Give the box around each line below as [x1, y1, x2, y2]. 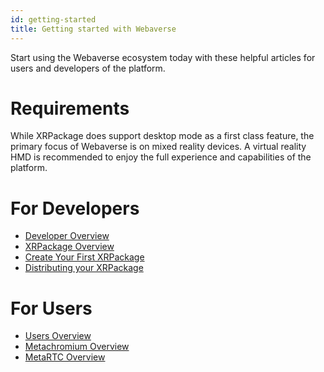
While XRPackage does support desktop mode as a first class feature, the [10, 130, 315, 142]
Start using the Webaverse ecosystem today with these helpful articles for [10, 51, 316, 63]
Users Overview [24, 330, 92, 342]
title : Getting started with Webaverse [10, 24, 177, 34]
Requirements [10, 97, 130, 120]
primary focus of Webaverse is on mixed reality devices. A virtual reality [10, 141, 307, 153]
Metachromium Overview [24, 341, 130, 353]
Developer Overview [24, 230, 110, 242]
